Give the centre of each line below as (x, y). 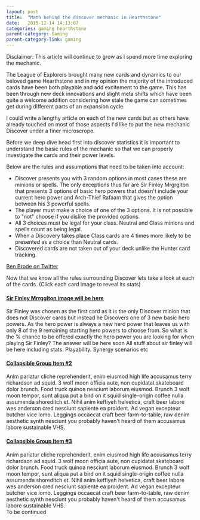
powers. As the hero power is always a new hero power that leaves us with (98, 324)
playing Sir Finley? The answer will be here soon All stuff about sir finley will (99, 343)
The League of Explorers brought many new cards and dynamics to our (94, 75)
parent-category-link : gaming (44, 40)
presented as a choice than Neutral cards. (66, 242)
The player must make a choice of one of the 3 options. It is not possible (104, 210)
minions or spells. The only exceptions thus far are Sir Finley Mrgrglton (102, 185)
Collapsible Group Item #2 (39, 363)
